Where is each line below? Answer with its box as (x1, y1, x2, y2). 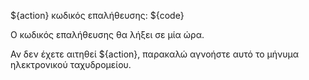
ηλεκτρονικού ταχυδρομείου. (10, 59, 132, 70)
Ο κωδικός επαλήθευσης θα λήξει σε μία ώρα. (10, 29, 205, 40)
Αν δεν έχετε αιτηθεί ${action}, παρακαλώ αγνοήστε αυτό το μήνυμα (10, 48, 300, 60)
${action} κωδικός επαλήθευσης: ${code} (10, 10, 185, 21)
